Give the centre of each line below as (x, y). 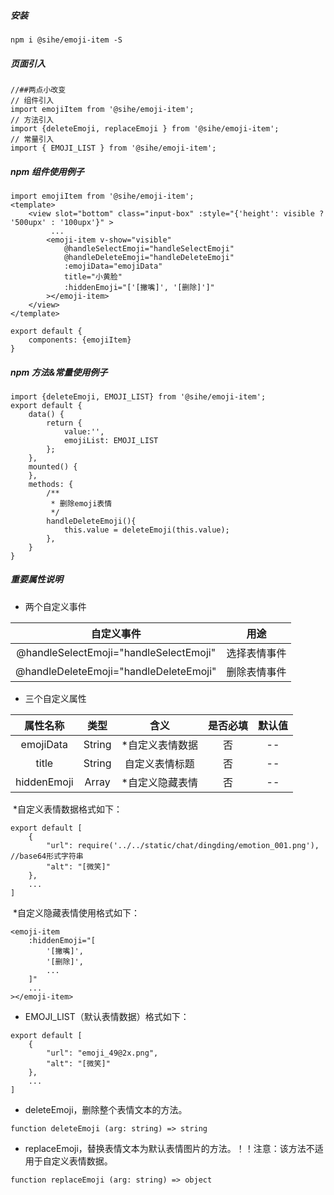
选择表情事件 (256, 653)
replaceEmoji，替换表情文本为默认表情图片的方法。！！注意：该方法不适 (174, 1148)
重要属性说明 (36, 579)
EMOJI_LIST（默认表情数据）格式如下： (107, 1016)
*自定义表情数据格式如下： (67, 809)
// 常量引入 (32, 139)
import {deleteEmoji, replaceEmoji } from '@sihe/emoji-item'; (145, 128)
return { (64, 423)
